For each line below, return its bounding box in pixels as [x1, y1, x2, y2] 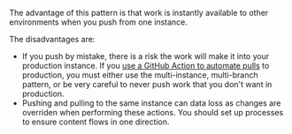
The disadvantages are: [9, 34, 96, 44]
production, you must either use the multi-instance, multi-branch [21, 70, 258, 80]
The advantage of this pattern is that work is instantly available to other [9, 8, 269, 18]
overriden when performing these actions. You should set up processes [21, 108, 284, 117]
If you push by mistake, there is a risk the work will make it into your [21, 51, 270, 61]
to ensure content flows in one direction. [21, 116, 170, 127]
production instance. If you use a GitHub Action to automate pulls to [21, 61, 270, 71]
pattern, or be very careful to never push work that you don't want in [21, 79, 273, 89]
